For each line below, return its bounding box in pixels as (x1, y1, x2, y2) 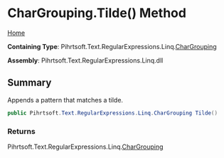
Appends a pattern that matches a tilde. (7, 95, 123, 104)
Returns (7, 126, 36, 136)
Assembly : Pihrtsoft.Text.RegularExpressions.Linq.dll (7, 56, 164, 65)
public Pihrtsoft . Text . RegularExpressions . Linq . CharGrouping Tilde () (7, 109, 218, 117)
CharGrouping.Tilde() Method (7, 5, 187, 21)
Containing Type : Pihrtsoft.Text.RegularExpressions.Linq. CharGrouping (7, 42, 217, 51)
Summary (7, 77, 52, 89)
